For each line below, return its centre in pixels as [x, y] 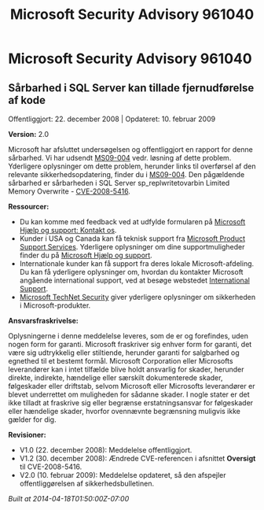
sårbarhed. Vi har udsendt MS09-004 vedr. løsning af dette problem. [120, 158]
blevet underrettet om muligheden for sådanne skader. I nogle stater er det [129, 394]
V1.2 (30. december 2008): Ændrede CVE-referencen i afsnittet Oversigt [137, 458]
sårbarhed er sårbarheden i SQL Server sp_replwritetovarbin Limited [119, 183]
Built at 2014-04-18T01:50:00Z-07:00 [69, 499]
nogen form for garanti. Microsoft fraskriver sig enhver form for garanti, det [130, 344]
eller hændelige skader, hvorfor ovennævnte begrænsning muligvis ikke [125, 411]
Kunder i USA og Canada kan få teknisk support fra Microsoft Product [132, 238]
